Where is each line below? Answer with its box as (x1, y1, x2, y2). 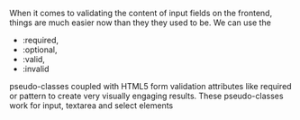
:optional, (22, 44, 58, 55)
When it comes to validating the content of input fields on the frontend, (9, 8, 273, 18)
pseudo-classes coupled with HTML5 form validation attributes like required (9, 81, 292, 91)
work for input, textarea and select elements (9, 100, 174, 111)
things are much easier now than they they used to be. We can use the (9, 17, 272, 28)
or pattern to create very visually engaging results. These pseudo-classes (9, 90, 284, 101)
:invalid (22, 63, 50, 74)
